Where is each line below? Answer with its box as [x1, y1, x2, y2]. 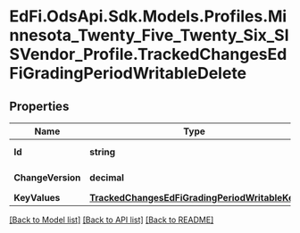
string [88, 146, 116, 158]
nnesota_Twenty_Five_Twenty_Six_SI [9, 25, 289, 46]
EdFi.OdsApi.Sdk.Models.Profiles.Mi [9, 6, 287, 27]
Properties [9, 98, 70, 113]
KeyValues [13, 192, 61, 204]
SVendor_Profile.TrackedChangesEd [9, 45, 287, 64]
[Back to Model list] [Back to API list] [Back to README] [9, 214, 214, 225]
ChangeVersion [13, 171, 81, 184]
